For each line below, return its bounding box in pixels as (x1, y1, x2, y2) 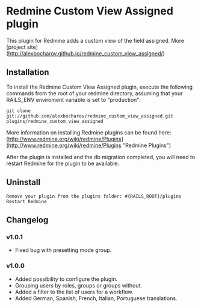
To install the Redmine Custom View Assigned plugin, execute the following (6, 83, 193, 90)
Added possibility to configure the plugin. (14, 275, 118, 283)
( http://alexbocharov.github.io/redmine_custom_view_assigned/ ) (6, 49, 165, 57)
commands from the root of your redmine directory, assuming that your (6, 89, 183, 97)
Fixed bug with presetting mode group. (14, 247, 112, 254)
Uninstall (6, 177, 41, 187)
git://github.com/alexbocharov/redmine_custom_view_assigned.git (6, 113, 173, 119)
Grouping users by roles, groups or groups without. (14, 281, 143, 289)
